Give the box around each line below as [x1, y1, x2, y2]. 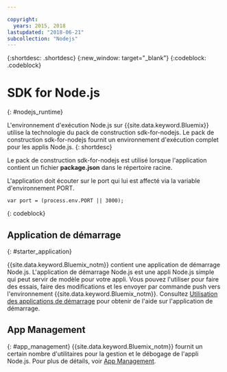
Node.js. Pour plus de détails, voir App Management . [7, 357, 156, 365]
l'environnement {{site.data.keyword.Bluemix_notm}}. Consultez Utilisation [7, 290, 218, 298]
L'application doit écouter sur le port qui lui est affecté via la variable [7, 177, 200, 185]
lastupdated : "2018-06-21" [7, 29, 84, 36]
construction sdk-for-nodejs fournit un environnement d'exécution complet [7, 136, 219, 144]
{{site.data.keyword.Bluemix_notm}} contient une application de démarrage [7, 261, 221, 269]
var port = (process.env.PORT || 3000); [7, 197, 125, 204]
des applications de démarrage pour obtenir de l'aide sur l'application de [7, 297, 213, 305]
